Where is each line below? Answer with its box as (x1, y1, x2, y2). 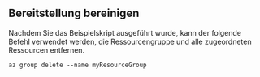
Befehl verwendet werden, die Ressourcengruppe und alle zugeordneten (8, 36, 252, 46)
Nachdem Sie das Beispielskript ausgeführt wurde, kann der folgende (8, 28, 242, 37)
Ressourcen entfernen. (8, 45, 85, 55)
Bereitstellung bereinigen (8, 6, 140, 20)
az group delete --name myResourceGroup (8, 61, 148, 69)
